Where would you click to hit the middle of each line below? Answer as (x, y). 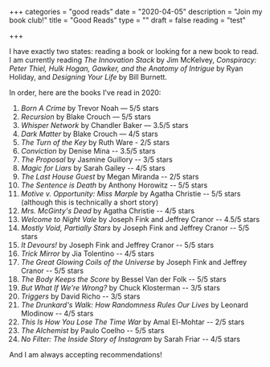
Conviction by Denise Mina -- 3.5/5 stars (88, 151)
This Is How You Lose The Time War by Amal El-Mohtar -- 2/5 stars (133, 322)
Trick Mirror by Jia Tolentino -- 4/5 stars (88, 254)
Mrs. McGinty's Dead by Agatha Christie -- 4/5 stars (108, 211)
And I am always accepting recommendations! (86, 355)
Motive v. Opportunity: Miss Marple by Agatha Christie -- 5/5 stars (131, 194)
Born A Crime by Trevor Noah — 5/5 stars (90, 108)
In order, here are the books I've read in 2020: (85, 93)
